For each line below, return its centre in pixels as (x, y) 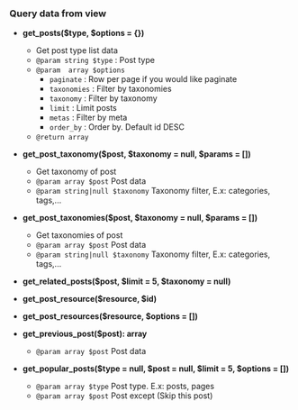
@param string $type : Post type (95, 60)
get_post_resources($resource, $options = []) (110, 316)
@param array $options (81, 70)
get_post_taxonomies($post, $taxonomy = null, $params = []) (140, 218)
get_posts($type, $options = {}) (83, 33)
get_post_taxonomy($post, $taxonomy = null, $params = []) (137, 154)
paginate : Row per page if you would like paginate (143, 79)
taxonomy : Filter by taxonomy (103, 98)
